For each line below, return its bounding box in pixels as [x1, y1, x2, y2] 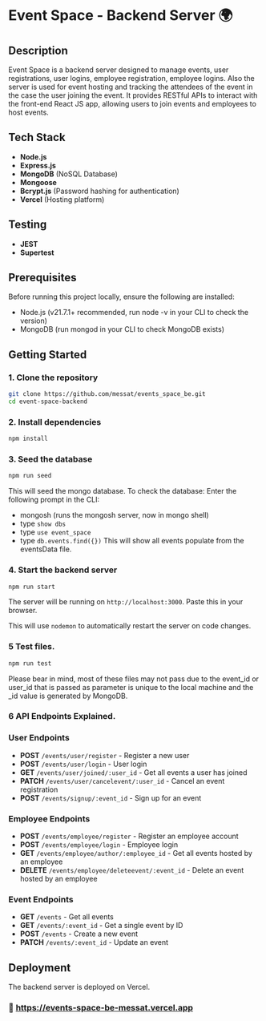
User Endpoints [8, 732, 70, 744]
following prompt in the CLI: [8, 494, 100, 505]
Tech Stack [8, 131, 66, 144]
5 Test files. [8, 641, 55, 652]
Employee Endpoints [8, 813, 91, 824]
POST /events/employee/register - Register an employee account [19, 831, 239, 841]
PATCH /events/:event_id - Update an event [19, 938, 169, 947]
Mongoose [19, 177, 58, 187]
